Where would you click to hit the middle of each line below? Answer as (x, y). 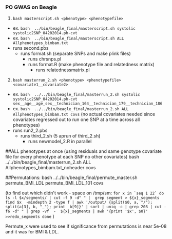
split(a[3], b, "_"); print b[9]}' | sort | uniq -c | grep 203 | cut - (86, 207)
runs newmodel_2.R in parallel (60, 142)
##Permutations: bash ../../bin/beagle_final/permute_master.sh (71, 177)
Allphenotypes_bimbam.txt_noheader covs (51, 168)
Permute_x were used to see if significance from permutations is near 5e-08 (86, 226)
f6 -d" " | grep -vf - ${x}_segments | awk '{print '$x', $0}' (77, 211)
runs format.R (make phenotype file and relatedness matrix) (91, 65)
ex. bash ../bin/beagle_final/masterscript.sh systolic (74, 28)
